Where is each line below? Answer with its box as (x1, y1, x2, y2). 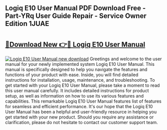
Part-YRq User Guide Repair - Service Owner (5, 12, 147, 20)
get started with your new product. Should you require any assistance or (5, 114, 154, 120)
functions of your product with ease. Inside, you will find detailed (5, 72, 139, 78)
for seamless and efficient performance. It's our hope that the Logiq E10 (5, 104, 153, 109)
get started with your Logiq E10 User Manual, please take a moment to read (5, 82, 160, 88)
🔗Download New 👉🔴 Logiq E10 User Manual (5, 40, 146, 49)
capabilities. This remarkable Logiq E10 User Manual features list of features (5, 98, 162, 104)
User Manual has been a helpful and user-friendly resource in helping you (5, 109, 157, 115)
